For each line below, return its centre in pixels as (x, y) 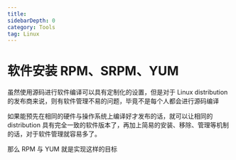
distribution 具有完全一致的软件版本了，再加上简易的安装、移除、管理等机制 (118, 125)
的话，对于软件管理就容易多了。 (54, 134)
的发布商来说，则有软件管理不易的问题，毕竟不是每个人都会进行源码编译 (113, 101)
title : (17, 14)
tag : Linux (23, 34)
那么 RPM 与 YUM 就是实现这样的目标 (62, 149)
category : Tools (31, 27)
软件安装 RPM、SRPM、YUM (93, 71)
